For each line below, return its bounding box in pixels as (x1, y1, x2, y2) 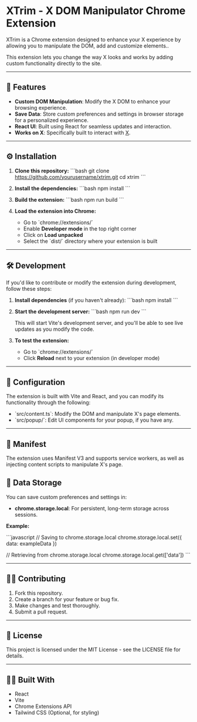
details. (6, 652, 24, 659)
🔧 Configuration (6, 377, 66, 387)
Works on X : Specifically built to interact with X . (14, 129, 131, 136)
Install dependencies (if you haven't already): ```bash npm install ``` (14, 297, 178, 304)
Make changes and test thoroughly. (14, 602, 100, 609)
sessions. (14, 511, 38, 518)
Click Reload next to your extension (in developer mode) (23, 355, 160, 362)
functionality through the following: (6, 399, 91, 406)
